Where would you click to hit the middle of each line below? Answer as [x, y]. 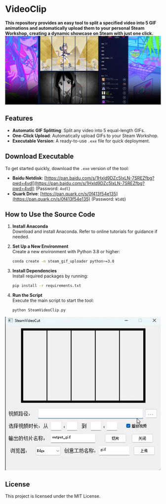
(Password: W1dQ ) [108, 199]
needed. [21, 237]
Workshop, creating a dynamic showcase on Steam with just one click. [79, 33]
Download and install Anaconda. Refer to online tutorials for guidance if [85, 231]
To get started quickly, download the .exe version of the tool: [67, 168]
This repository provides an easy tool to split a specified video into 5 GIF [81, 23]
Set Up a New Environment [40, 246]
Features [19, 118]
